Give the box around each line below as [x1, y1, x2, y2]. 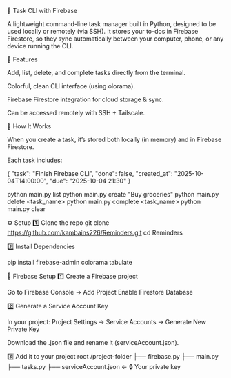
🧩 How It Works [7, 122, 52, 130]
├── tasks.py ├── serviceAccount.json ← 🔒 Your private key [7, 363, 181, 370]
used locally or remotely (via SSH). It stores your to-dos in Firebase [7, 28, 199, 35]
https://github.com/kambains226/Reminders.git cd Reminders [7, 228, 183, 237]
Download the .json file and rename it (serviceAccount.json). [7, 339, 179, 346]
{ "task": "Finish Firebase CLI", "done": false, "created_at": [7, 170, 173, 177]
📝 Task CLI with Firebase [7, 7, 78, 14]
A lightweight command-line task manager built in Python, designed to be [7, 20, 217, 28]
